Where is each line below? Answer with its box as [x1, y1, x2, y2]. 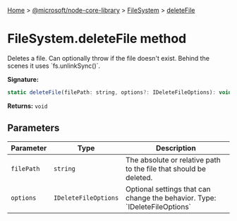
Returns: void [7, 102, 48, 110]
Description [155, 143, 196, 153]
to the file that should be [126, 164, 207, 174]
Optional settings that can [126, 184, 211, 193]
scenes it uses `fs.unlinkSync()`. [7, 61, 101, 70]
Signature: [7, 75, 39, 83]
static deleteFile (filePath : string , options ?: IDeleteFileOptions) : [7, 88, 217, 96]
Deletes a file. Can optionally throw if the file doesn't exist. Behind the [7, 54, 210, 62]
